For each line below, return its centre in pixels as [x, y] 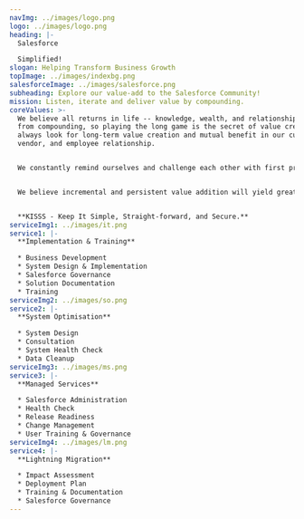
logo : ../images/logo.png [58, 26]
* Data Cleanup [46, 359]
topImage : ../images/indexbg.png [72, 77]
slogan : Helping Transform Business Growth [93, 68]
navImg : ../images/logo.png [62, 18]
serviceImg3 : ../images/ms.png [68, 367]
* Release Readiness [56, 418]
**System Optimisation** [64, 317]
